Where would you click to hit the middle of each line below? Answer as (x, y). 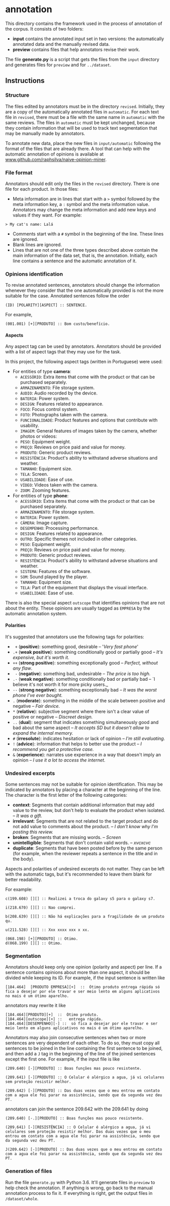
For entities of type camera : (42, 372)
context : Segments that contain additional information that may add (83, 805)
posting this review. (33, 832)
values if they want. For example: (47, 215)
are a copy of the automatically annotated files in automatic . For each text (82, 112)
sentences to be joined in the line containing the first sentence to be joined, (84, 1048)
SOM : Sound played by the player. (54, 577)
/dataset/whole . (22, 1198)
